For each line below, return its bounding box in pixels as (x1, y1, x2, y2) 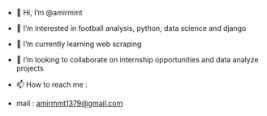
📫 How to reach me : (15, 79, 88, 89)
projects (15, 63, 45, 73)
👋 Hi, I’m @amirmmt (15, 8, 83, 17)
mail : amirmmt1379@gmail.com (15, 98, 123, 108)
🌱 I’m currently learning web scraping (15, 39, 142, 49)
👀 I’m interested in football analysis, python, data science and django (15, 24, 247, 32)
